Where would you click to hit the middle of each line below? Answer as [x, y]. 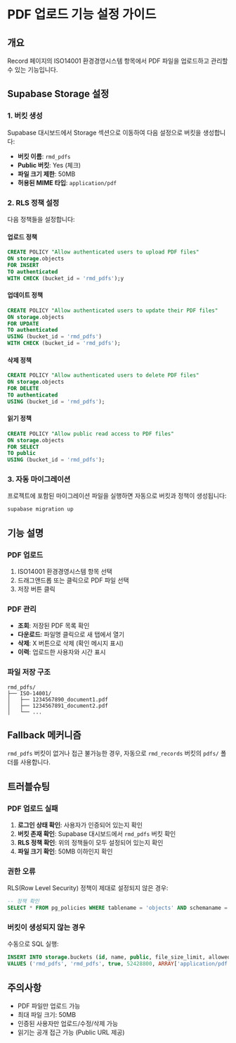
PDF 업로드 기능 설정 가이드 [82, 14]
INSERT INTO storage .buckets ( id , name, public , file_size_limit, [106, 957]
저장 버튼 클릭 [36, 589]
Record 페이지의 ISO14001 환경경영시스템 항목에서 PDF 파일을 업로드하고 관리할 [118, 61]
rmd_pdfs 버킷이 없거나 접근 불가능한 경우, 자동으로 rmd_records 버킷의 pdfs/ [113, 754]
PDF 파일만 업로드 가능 [49, 1006]
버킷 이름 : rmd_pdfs [44, 156]
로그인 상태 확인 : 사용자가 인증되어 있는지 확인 [80, 825]
